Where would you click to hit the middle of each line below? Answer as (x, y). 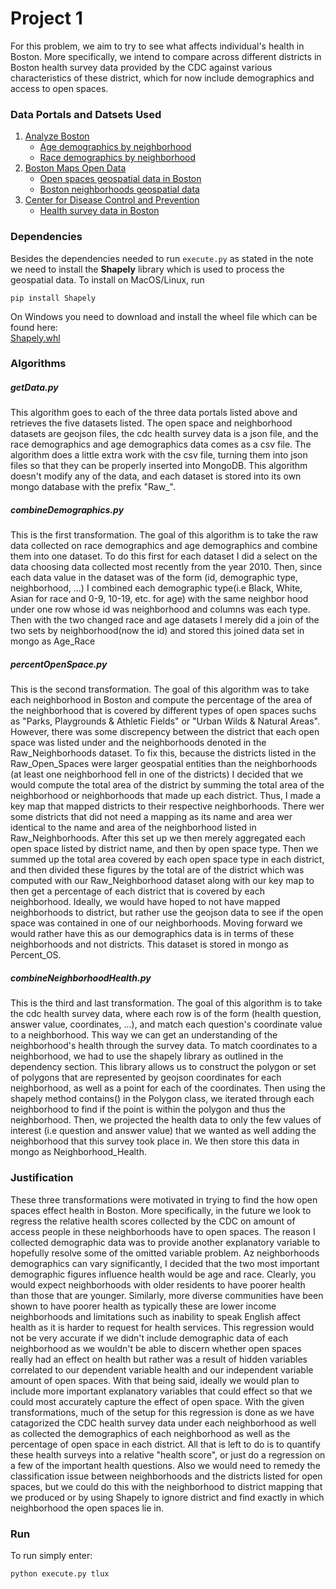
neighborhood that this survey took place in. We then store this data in (155, 1141)
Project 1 (46, 18)
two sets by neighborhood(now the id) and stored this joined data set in (157, 631)
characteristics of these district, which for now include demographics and (162, 78)
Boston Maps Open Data (75, 168)
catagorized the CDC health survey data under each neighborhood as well (163, 1423)
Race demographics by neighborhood (118, 158)
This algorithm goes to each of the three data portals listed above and (154, 413)
